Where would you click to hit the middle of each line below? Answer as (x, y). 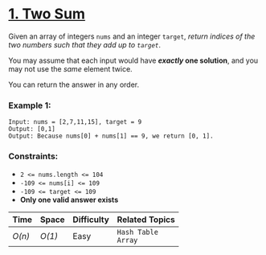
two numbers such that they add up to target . (85, 44)
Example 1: (30, 105)
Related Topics (146, 220)
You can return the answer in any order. (74, 84)
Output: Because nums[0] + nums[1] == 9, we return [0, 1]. (111, 136)
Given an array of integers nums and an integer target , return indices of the (132, 36)
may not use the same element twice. (70, 68)
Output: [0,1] (32, 130)
